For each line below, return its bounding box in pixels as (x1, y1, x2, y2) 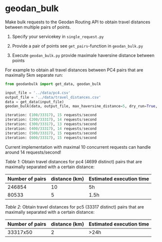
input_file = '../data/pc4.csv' (5, 90, 71, 95)
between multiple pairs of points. (5, 24, 71, 30)
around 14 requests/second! (5, 149, 62, 155)
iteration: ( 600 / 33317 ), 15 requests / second (5, 135, 97, 140)
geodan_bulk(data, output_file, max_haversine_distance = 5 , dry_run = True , (5, 104, 158, 109)
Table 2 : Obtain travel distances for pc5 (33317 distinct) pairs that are (5, 204, 144, 209)
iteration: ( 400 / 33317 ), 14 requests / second (5, 126, 97, 131)
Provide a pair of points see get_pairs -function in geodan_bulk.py (12, 43, 144, 49)
